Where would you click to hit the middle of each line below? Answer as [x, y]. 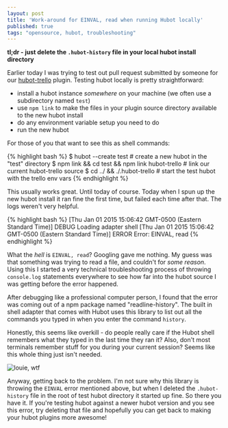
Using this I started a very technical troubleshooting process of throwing [109, 269]
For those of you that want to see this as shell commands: [88, 143]
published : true [30, 26]
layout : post [26, 13]
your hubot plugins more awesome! [57, 418]
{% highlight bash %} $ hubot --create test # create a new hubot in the [107, 157]
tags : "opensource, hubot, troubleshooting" [72, 33]
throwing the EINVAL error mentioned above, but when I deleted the [101, 388]
